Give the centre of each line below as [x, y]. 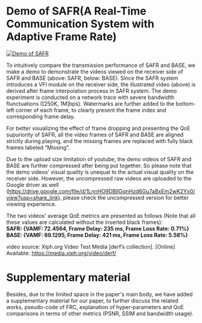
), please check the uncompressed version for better [123, 197]
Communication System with [80, 24]
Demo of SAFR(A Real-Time [76, 11]
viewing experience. [31, 204]
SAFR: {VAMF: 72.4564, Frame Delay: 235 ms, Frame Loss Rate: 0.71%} [98, 228]
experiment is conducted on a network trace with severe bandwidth [90, 97]
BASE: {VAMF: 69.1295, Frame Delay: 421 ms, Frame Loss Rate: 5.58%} [97, 235]
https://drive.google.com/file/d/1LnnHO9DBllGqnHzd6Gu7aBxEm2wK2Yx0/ [102, 191]
